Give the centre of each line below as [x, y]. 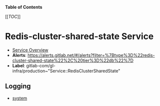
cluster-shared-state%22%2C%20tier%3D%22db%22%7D [73, 60]
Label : [19, 65]
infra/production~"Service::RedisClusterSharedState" [66, 71]
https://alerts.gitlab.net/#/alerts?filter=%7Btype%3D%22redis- [91, 55]
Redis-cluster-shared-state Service [79, 37]
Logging [18, 86]
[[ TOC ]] [13, 16]
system [20, 98]
